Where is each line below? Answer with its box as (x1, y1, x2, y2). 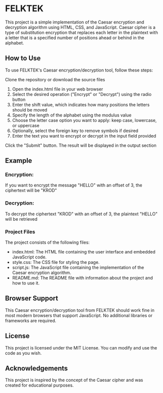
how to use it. (12, 280, 40, 286)
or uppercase (12, 122, 40, 128)
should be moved (12, 107, 47, 113)
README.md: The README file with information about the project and (12, 275, 153, 281)
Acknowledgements (5, 364, 68, 372)
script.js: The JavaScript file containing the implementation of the (12, 265, 144, 271)
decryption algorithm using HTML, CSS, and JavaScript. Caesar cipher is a (5, 24, 156, 30)
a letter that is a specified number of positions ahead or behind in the (5, 35, 144, 41)
